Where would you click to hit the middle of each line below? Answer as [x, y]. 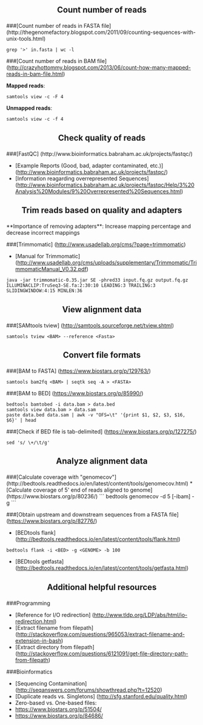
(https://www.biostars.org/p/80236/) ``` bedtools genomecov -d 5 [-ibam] [98, 496]
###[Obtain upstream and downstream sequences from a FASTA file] [92, 515]
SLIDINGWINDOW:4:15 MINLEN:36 [45, 291]
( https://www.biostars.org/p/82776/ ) [52, 521]
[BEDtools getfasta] [39, 562]
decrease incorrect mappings [43, 233]
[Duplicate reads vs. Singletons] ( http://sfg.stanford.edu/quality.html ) [101, 696]
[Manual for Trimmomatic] [48, 256]
